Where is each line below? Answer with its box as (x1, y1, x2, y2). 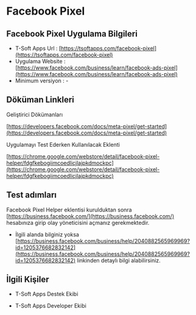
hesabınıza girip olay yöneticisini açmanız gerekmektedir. (6, 219, 150, 226)
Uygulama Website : (15, 58, 66, 65)
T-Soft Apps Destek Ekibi (15, 291, 79, 298)
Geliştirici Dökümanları (6, 111, 63, 118)
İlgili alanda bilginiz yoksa (15, 230, 79, 238)
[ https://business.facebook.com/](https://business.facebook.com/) (6, 212, 175, 220)
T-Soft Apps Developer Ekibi (15, 302, 86, 310)
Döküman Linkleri (6, 94, 75, 105)
